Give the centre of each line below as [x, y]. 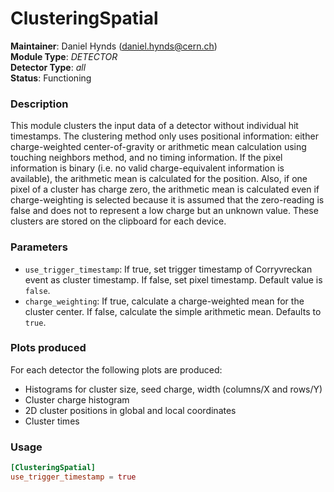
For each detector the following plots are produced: [116, 369]
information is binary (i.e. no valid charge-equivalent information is [147, 168]
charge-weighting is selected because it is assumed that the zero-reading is [167, 200]
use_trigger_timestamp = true [73, 477]
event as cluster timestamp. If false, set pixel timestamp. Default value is [173, 279]
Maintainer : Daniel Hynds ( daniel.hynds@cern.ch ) [114, 46]
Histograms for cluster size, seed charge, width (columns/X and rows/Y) [173, 389]
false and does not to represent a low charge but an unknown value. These [164, 211]
